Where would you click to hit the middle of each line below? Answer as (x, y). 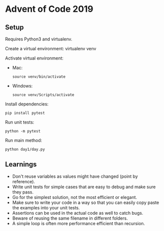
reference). (24, 181)
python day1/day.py (25, 149)
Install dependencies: (27, 104)
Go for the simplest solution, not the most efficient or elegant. (75, 197)
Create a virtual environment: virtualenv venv (51, 49)
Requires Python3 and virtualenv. (39, 39)
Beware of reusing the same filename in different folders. (70, 218)
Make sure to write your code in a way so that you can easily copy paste (85, 202)
